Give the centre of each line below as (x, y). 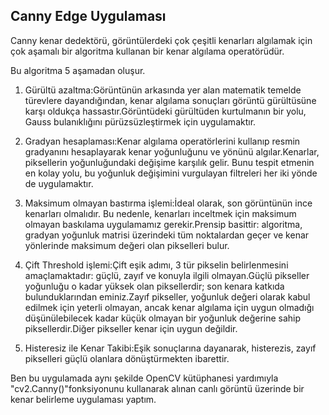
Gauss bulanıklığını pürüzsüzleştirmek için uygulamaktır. (140, 121)
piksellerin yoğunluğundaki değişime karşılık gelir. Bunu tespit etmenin (169, 162)
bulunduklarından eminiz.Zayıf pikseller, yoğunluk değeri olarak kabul (167, 296)
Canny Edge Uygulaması (88, 16)
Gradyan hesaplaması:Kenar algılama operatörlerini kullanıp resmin (162, 141)
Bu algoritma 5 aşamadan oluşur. (78, 70)
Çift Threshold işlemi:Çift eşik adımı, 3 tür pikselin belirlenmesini (156, 265)
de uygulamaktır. (59, 183)
